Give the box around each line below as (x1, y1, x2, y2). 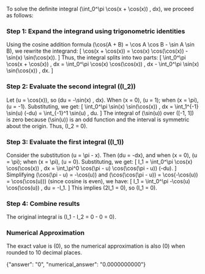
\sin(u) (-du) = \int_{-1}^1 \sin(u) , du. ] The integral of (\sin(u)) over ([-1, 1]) (6, 109, 194, 116)
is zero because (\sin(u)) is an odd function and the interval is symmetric (6, 116, 190, 123)
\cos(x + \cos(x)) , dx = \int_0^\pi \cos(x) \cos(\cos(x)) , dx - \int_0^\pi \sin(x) (6, 61, 199, 68)
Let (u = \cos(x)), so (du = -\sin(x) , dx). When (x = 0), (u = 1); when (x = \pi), (6, 96, 199, 104)
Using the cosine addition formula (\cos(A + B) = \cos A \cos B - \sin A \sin (6, 41, 195, 48)
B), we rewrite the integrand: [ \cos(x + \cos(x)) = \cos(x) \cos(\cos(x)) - (6, 47, 188, 55)
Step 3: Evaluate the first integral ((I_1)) (6, 137, 124, 146)
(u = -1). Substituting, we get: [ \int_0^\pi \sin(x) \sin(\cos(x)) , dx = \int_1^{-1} (6, 102, 199, 110)
